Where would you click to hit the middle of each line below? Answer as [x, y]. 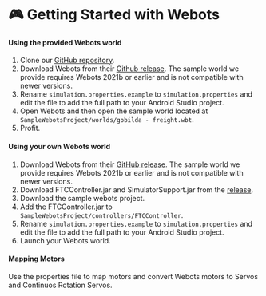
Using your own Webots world [60, 146]
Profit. [30, 128]
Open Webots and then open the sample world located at [114, 111]
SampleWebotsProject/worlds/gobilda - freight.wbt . [107, 120]
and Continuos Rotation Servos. [61, 285]
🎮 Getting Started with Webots [114, 15]
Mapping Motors [37, 259]
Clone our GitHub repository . [67, 61]
